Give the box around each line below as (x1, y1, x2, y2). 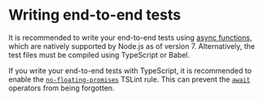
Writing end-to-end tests (8, 6, 182, 24)
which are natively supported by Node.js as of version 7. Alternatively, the (8, 41, 255, 50)
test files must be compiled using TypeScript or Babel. (8, 50, 191, 59)
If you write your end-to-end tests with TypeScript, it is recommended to (8, 65, 252, 75)
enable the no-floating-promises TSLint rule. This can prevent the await (8, 74, 251, 84)
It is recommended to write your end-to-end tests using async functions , (8, 33, 252, 42)
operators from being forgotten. (8, 83, 116, 93)
